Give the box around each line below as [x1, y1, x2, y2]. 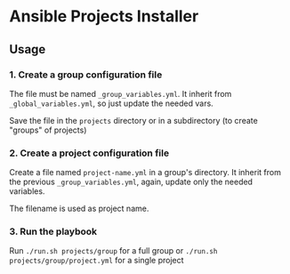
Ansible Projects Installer [9, 6, 199, 27]
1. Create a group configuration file [9, 68, 163, 81]
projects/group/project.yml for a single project [9, 255, 184, 266]
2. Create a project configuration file [9, 147, 170, 159]
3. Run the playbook [9, 225, 98, 238]
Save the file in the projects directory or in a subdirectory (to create [9, 115, 258, 125]
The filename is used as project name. [9, 203, 149, 214]
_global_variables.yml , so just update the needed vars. [9, 98, 213, 109]
